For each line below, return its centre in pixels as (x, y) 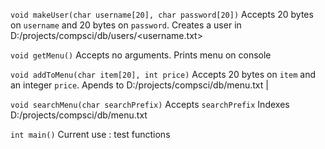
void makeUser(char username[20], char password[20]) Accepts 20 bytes (162, 14)
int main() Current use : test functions (90, 134)
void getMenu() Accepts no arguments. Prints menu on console (141, 55)
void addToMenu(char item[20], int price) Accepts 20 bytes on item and (163, 74)
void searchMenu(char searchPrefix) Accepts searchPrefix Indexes (150, 104)
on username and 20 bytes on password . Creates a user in (126, 25)
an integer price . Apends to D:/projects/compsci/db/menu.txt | (139, 85)
